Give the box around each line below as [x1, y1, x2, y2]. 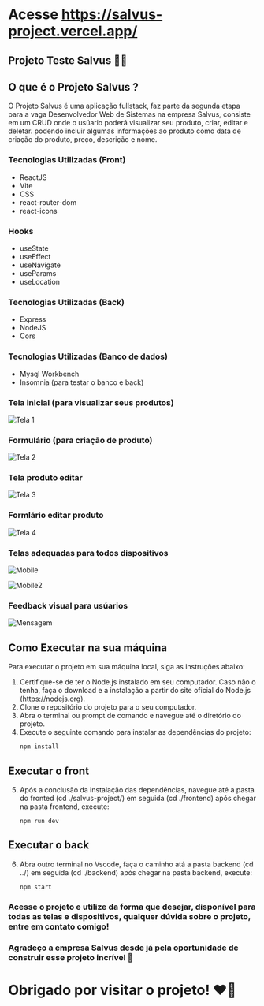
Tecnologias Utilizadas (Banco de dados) [8, 351, 168, 362]
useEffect [19, 251, 51, 261]
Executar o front [8, 764, 89, 777]
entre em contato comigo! [8, 921, 110, 932]
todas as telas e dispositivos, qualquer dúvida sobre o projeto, [8, 911, 251, 922]
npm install [19, 743, 59, 751]
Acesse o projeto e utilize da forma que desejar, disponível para [8, 901, 256, 912]
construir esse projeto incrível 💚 [8, 952, 133, 963]
